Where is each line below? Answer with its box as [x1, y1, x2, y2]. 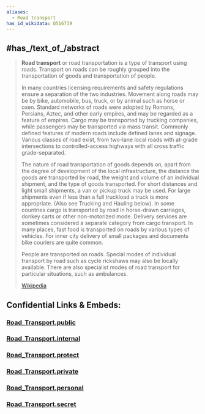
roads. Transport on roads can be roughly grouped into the [21, 65, 170, 73]
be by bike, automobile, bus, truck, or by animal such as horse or [21, 97, 185, 105]
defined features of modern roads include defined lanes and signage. [21, 130, 197, 137]
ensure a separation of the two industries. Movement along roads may [21, 91, 199, 98]
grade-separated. [21, 149, 66, 157]
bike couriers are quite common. [21, 239, 103, 246]
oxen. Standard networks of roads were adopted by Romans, [21, 103, 175, 111]
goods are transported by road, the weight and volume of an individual [21, 174, 199, 181]
